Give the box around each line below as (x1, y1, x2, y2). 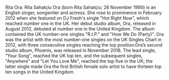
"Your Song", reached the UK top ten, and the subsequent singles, (5, 53, 143, 59)
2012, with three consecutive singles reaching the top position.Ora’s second (5, 42, 163, 48)
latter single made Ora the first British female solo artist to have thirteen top (5, 63, 162, 69)
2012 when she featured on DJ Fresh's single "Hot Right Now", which (5, 15, 149, 21)
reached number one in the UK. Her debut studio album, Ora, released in (5, 20, 156, 26)
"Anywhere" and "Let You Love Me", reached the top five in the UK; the (5, 58, 153, 64)
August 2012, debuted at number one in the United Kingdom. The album (5, 26, 155, 32)
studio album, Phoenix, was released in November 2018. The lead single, (5, 48, 156, 53)
